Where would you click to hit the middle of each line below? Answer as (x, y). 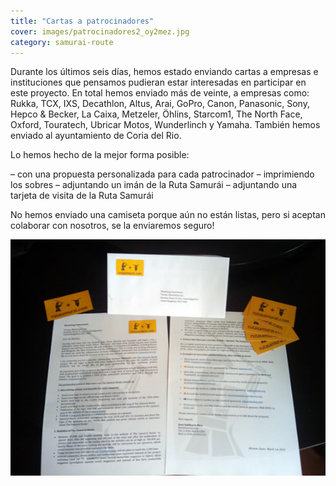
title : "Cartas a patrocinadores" (82, 21)
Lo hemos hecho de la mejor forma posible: (100, 155)
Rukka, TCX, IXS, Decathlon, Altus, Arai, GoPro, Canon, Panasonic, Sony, (160, 104)
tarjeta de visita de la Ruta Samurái (82, 196)
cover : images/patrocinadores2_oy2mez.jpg (100, 31)
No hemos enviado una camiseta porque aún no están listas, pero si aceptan (168, 215)
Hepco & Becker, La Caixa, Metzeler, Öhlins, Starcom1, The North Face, (156, 114)
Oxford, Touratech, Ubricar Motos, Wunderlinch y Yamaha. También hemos (165, 125)
